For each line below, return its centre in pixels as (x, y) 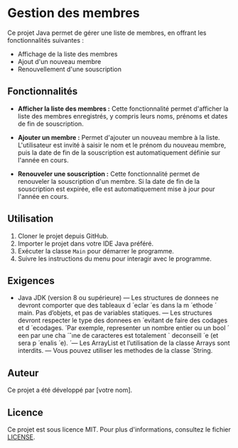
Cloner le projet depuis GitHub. (63, 236)
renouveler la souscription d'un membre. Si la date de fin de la (109, 181)
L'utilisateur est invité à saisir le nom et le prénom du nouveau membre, (122, 145)
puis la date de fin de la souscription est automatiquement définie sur (119, 152)
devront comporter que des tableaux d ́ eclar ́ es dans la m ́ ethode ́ (116, 305)
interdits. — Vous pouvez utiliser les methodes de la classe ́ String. (115, 351)
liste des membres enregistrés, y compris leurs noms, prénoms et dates (123, 116)
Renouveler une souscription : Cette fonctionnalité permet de (109, 174)
